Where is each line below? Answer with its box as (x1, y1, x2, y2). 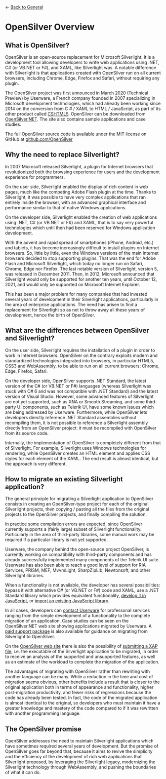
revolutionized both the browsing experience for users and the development (5, 169, 160, 175)
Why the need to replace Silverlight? (5, 151, 120, 159)
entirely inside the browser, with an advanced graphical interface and (5, 199, 146, 205)
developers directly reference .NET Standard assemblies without (5, 414, 137, 420)
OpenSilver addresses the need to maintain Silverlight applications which (5, 738, 154, 744)
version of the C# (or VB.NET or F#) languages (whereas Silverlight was (5, 383, 152, 389)
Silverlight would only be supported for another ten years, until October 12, (5, 276, 157, 282)
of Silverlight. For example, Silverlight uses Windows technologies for (5, 445, 147, 451)
